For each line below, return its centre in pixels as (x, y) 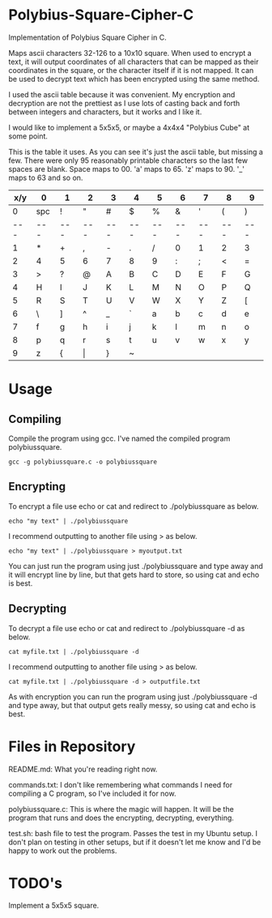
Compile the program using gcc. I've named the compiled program (119, 438)
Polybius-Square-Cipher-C (101, 15)
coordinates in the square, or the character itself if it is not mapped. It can (131, 70)
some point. (28, 136)
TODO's (36, 883)
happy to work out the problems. (63, 850)
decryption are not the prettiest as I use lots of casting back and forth (124, 103)
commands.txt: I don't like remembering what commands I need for (121, 784)
